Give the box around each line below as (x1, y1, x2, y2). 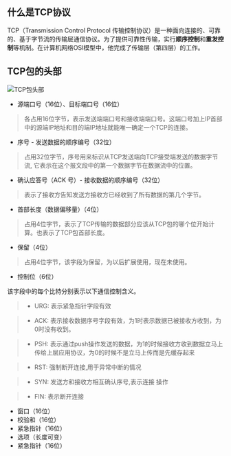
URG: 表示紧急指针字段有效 (34, 301, 111, 310)
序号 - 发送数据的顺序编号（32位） (16, 137, 115, 146)
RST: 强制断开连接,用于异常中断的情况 (34, 363, 142, 371)
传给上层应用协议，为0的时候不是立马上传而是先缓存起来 (34, 348, 195, 357)
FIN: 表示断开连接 (34, 392, 85, 400)
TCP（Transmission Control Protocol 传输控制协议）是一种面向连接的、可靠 (7, 26, 221, 34)
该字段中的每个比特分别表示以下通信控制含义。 (7, 287, 140, 295)
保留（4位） (16, 243, 52, 251)
